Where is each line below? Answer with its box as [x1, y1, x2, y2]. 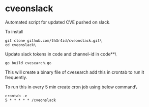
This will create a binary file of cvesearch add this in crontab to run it [5, 69, 144, 75]
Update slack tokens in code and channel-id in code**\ [5, 51, 117, 57]
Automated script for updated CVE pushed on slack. [5, 19, 111, 25]
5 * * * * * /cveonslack [5, 98, 56, 103]
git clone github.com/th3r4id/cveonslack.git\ [5, 38, 102, 43]
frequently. [5, 74, 27, 80]
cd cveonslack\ [5, 42, 36, 47]
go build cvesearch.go [5, 60, 52, 65]
